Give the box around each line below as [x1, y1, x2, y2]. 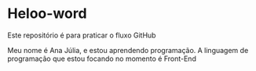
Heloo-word [7, 5, 87, 23]
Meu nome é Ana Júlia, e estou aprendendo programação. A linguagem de [7, 45, 249, 55]
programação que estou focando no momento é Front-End [7, 54, 197, 63]
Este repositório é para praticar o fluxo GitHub [7, 30, 156, 40]
